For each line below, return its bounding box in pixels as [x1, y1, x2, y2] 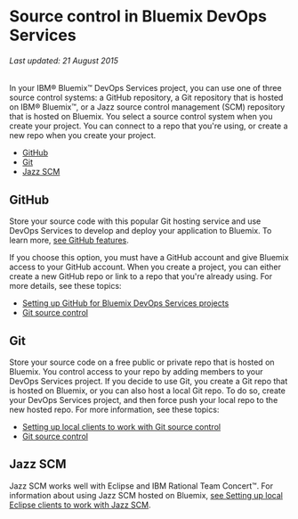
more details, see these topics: [9, 281, 122, 292]
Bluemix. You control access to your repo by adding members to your [9, 367, 264, 377]
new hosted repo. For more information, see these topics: [9, 404, 220, 416]
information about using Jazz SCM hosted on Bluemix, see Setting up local [9, 490, 283, 500]
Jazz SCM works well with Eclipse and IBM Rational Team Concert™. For [9, 480, 274, 491]
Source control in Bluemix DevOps [9, 6, 267, 27]
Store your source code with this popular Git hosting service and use [9, 216, 262, 227]
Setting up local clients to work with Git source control [21, 422, 221, 432]
